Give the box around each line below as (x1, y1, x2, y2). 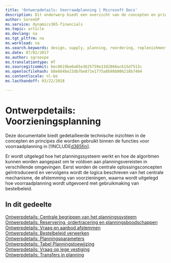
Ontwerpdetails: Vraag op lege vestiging (5, 246, 90, 252)
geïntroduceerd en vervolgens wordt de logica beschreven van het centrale (5, 169, 164, 176)
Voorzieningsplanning (5, 115, 101, 127)
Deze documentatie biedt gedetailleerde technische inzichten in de (5, 132, 146, 138)
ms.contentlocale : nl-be (5, 74, 58, 79)
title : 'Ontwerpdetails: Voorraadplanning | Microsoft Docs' (5, 7, 138, 13)
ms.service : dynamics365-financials (5, 21, 83, 27)
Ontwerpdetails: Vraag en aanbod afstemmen (5, 224, 101, 230)
